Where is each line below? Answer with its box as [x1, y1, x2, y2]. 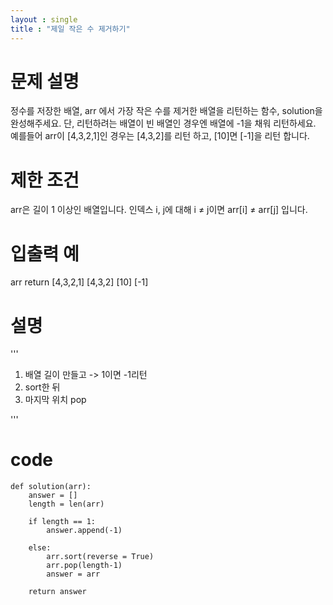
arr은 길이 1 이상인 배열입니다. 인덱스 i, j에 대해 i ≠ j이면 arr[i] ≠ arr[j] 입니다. [10, 204, 308, 216]
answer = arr [46, 569, 101, 580]
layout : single [10, 14, 78, 25]
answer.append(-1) [46, 526, 123, 536]
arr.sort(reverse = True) [46, 552, 155, 562]
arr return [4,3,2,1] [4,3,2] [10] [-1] [10, 276, 149, 288]
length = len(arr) [28, 499, 105, 510]
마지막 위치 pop [24, 394, 87, 406]
